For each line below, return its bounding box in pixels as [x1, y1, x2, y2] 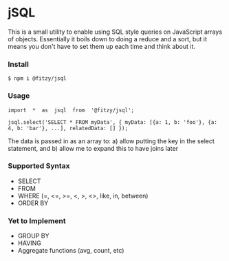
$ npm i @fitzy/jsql [8, 75, 67, 82]
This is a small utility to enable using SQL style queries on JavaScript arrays [8, 28, 223, 36]
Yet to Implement [8, 216, 66, 225]
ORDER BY [17, 198, 49, 207]
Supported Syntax [8, 161, 71, 171]
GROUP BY [17, 232, 50, 240]
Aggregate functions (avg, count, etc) [17, 247, 124, 255]
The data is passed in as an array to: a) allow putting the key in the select [8, 136, 215, 145]
